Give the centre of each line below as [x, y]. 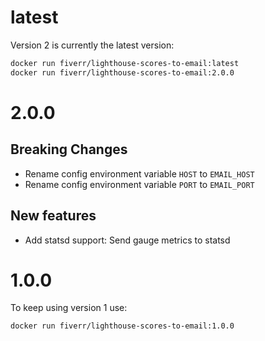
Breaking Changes [69, 149]
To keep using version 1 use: [69, 308]
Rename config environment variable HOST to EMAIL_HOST [139, 173]
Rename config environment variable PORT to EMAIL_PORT [139, 184]
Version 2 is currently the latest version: [92, 45]
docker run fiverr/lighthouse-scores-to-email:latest [125, 63]
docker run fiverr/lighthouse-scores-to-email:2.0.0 [122, 72]
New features [53, 216]
